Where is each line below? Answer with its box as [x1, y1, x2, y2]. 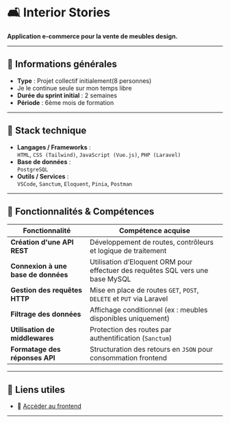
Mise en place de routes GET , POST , [90, 285, 199, 295]
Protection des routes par [90, 325, 172, 335]
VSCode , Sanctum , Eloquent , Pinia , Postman [16, 179, 133, 188]
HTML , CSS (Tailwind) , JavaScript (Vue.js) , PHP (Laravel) [16, 150, 181, 158]
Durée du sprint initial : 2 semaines [16, 91, 118, 99]
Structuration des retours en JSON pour [90, 345, 214, 354]
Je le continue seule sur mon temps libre [16, 84, 132, 92]
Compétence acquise [118, 226, 190, 236]
